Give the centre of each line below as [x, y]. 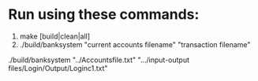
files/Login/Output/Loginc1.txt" [58, 68]
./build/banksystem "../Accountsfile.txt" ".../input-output [99, 60]
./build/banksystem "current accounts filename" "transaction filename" [135, 44]
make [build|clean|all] [55, 36]
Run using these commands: [104, 15]
